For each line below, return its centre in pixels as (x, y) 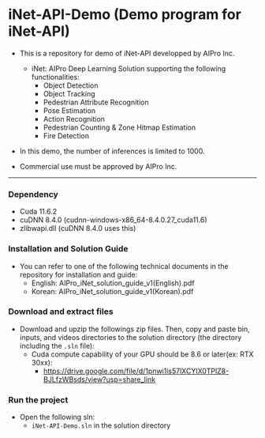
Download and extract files (61, 312)
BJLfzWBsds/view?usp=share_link (99, 379)
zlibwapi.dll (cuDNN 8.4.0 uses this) (78, 228)
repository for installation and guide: (78, 274)
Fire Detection (66, 135)
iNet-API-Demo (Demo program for (125, 15)
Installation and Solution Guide (68, 249)
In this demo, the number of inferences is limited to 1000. (112, 151)
